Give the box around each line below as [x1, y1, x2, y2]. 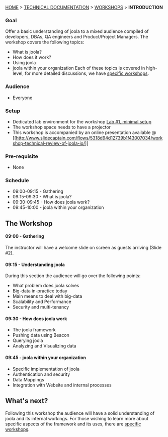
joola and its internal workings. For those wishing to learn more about [5, 415, 149, 421]
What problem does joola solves [12, 283, 79, 289]
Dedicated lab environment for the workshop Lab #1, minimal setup [12, 118, 152, 124]
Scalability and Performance [12, 298, 71, 305]
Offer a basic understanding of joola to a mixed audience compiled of [5, 28, 149, 34]
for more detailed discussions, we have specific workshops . [25, 70, 149, 76]
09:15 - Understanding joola [5, 261, 65, 268]
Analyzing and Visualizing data [12, 343, 76, 349]
